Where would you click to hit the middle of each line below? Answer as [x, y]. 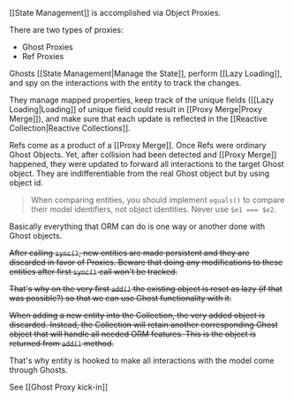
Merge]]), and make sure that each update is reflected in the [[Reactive [138, 119]
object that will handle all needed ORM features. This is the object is [132, 334]
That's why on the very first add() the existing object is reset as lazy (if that [146, 289]
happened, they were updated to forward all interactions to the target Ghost [147, 164]
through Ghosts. [38, 370]
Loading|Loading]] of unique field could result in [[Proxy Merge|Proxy [136, 109]
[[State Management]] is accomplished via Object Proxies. [115, 13]
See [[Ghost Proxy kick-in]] [59, 387]
